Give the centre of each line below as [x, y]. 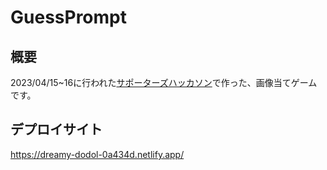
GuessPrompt [68, 17]
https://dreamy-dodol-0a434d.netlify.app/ [97, 154]
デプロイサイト [56, 129]
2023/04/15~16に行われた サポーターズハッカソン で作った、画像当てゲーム [164, 82]
